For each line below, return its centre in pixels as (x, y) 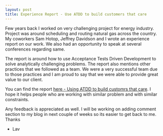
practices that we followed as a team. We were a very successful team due (81, 69)
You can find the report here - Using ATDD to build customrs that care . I (78, 89)
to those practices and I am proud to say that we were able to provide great (82, 74)
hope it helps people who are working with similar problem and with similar (81, 94)
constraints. (17, 99)
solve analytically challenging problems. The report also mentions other (78, 64)
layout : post (19, 10)
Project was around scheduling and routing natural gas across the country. (81, 33)
